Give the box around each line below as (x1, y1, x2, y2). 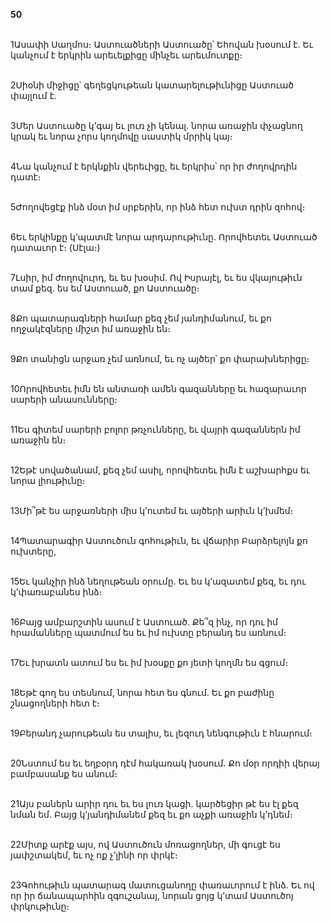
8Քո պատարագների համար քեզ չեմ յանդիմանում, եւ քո (10, 312, 272, 324)
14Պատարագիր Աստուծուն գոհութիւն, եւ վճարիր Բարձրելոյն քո (10, 535, 308, 546)
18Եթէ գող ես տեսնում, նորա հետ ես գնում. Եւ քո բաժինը (10, 687, 275, 698)
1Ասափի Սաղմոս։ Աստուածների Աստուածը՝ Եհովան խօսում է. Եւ (10, 39, 313, 50)
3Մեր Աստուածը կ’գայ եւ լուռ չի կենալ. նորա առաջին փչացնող (10, 120, 303, 131)
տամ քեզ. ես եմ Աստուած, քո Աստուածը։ (10, 282, 200, 294)
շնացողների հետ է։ (10, 697, 100, 709)
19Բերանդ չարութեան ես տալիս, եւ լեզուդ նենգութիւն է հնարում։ (10, 727, 313, 739)
